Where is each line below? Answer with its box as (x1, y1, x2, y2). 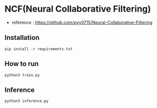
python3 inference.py (4, 99, 49, 104)
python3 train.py (4, 72, 40, 77)
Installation (4, 34, 40, 42)
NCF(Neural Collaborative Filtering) (4, 3, 151, 15)
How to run (4, 60, 39, 68)
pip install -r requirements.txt (4, 46, 73, 52)
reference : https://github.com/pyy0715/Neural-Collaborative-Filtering (11, 19, 153, 25)
